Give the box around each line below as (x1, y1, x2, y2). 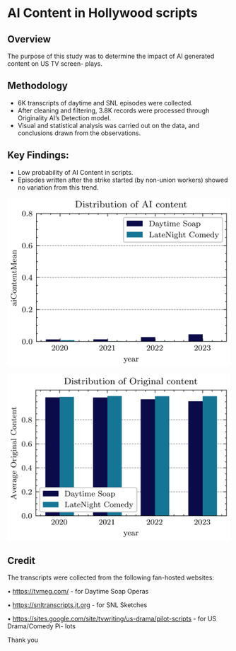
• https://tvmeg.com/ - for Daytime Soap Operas (7, 587, 149, 596)
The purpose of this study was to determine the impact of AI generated (7, 52, 215, 60)
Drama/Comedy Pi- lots (7, 622, 76, 630)
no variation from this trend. (17, 183, 99, 192)
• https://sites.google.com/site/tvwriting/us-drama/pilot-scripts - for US (7, 614, 217, 623)
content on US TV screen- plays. (7, 59, 102, 68)
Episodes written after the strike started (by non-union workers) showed (17, 175, 228, 184)
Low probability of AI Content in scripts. (17, 168, 134, 176)
